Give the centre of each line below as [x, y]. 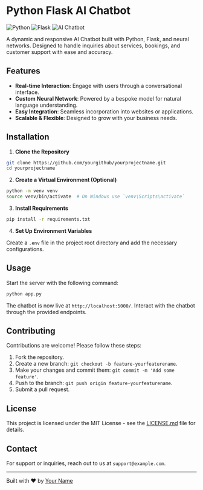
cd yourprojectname [31, 168]
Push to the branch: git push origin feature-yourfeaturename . [94, 383]
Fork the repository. [40, 357]
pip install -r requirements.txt [48, 220]
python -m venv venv [32, 191]
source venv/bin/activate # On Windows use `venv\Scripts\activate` [96, 197]
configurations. [25, 249]
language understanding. [46, 105]
